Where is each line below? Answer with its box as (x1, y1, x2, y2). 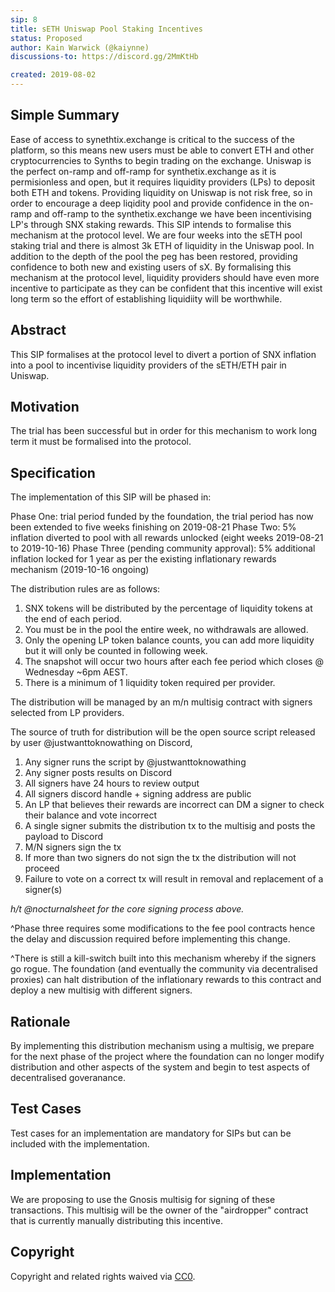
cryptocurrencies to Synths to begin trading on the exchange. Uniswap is (10, 154, 312, 166)
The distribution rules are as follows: (10, 583, 161, 595)
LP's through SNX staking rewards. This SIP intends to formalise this (10, 218, 292, 230)
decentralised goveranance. (10, 1072, 126, 1084)
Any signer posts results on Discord (24, 767, 173, 779)
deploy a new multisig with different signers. (10, 984, 193, 996)
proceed (24, 862, 60, 875)
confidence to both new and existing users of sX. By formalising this (10, 261, 292, 273)
